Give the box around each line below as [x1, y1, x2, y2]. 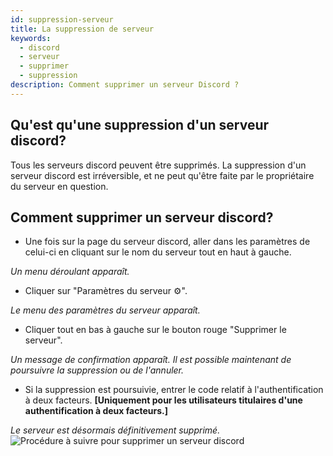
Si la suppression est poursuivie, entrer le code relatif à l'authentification [24, 384, 324, 396]
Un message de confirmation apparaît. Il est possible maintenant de [10, 354, 292, 366]
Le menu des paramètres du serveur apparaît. [10, 304, 201, 316]
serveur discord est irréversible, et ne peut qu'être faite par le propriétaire [10, 169, 315, 181]
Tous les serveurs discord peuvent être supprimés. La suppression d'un [10, 159, 307, 171]
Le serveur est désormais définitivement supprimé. [10, 424, 221, 436]
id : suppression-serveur [10, 14, 114, 25]
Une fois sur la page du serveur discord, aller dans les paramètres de [24, 236, 311, 248]
